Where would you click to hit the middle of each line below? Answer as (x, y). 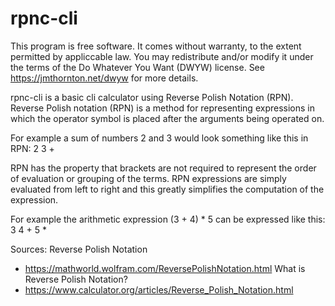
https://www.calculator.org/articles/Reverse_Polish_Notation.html (159, 289)
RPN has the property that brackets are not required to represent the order (163, 168)
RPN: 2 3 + (32, 148)
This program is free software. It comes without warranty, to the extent (156, 46)
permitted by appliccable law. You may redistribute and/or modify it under (162, 56)
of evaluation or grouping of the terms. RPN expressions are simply (148, 178)
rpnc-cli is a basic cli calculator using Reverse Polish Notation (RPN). (152, 97)
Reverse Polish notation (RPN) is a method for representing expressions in (162, 108)
